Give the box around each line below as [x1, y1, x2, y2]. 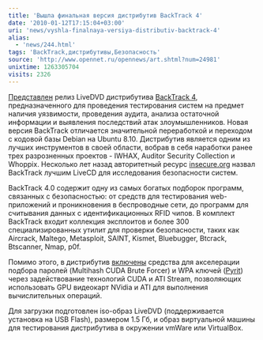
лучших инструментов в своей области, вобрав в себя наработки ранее [8, 142, 253, 152]
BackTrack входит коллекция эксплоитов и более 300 [8, 217, 190, 226]
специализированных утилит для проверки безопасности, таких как [8, 225, 239, 234]
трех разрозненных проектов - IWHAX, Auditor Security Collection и [8, 151, 235, 161]
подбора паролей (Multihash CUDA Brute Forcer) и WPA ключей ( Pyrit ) [8, 266, 243, 275]
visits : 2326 [8, 70, 51, 78]
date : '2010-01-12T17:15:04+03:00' [8, 19, 126, 27]
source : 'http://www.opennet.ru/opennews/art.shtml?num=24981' [8, 56, 221, 64]
